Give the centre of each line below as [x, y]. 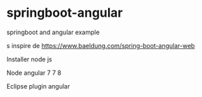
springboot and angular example [53, 32]
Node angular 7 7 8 [34, 73]
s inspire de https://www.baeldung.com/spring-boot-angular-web [101, 45]
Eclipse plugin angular [38, 86]
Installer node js [30, 59]
